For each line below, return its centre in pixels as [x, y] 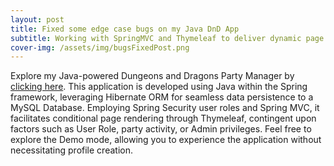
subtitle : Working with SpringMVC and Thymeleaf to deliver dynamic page [167, 38]
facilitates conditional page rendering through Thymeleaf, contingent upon [163, 118]
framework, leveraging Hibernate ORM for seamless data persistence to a [162, 97]
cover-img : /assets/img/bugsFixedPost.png [100, 47]
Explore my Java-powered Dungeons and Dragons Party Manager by [152, 76]
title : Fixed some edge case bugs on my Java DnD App [125, 29]
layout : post [37, 19]
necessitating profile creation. [71, 150]
